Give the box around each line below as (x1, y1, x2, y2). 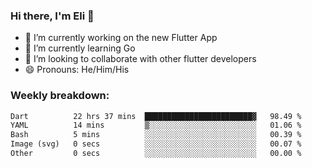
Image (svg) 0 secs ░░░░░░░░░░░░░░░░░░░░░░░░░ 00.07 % (10, 139, 302, 149)
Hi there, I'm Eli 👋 (10, 9, 95, 23)
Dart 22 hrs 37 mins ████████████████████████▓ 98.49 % (10, 111, 302, 121)
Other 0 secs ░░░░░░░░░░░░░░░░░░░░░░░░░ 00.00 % (10, 149, 302, 159)
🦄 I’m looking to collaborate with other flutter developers (24, 53, 257, 65)
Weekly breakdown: (10, 89, 110, 103)
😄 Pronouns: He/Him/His (24, 64, 130, 76)
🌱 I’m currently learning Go (24, 42, 136, 54)
